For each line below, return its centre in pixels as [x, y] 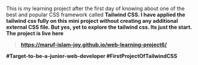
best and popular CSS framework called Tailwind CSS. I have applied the [96, 15]
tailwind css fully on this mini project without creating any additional [92, 21]
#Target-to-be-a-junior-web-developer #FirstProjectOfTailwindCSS [92, 56]
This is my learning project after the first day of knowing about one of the [95, 8]
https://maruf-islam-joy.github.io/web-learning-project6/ [94, 45]
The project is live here [35, 33]
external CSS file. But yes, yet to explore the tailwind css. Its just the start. [99, 27]
